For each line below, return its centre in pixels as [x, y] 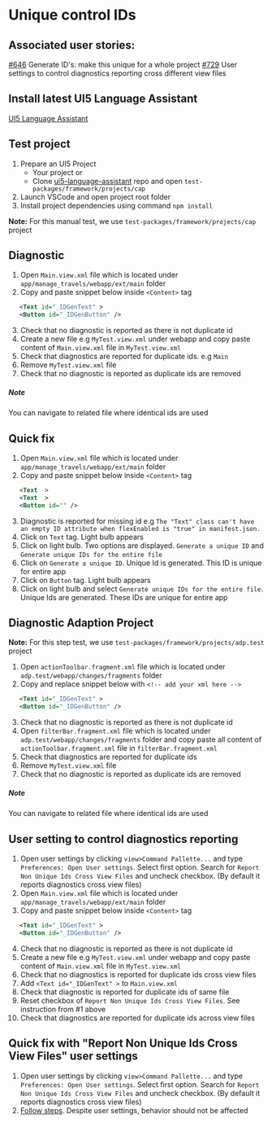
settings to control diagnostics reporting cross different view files [117, 73]
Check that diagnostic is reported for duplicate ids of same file [125, 992]
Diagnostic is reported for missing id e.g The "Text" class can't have [137, 521]
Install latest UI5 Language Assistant [103, 99]
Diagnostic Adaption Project [81, 623]
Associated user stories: [72, 45]
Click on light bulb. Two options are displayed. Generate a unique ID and [142, 545]
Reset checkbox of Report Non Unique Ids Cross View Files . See [130, 1000]
